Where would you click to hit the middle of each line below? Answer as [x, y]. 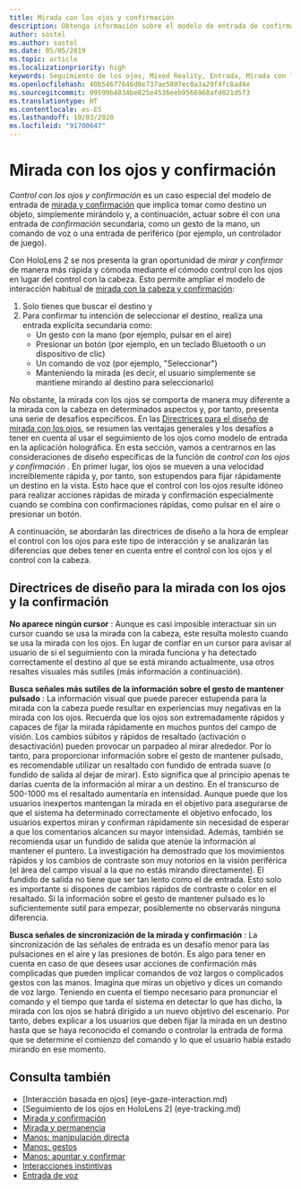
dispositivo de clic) [70, 353]
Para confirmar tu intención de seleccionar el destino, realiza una [142, 316]
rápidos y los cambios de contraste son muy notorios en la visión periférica [148, 860]
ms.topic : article [43, 59]
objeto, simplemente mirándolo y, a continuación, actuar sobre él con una [145, 214]
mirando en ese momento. [58, 1049]
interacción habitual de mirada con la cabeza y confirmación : [122, 289]
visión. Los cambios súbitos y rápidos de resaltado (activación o [128, 736]
